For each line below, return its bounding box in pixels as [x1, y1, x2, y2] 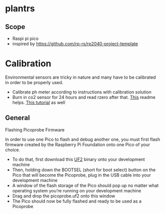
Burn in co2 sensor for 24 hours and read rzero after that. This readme [12, 94, 156, 100]
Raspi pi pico [12, 35, 39, 41]
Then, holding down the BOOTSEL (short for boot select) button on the [12, 167, 156, 173]
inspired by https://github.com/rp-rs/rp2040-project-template [12, 41, 138, 47]
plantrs [5, 3, 35, 14]
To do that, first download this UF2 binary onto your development [12, 156, 145, 162]
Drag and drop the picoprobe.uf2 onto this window [12, 193, 116, 199]
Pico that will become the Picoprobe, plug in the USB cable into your [12, 172, 151, 178]
